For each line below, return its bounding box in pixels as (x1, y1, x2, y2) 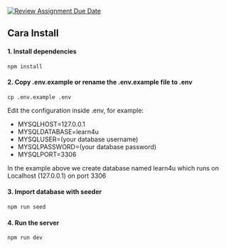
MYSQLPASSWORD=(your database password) (17, 142, 157, 151)
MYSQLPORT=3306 (17, 150, 77, 158)
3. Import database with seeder (7, 188, 102, 196)
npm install (7, 63, 43, 70)
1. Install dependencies (7, 47, 77, 55)
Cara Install (7, 27, 59, 39)
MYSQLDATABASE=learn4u (17, 127, 99, 136)
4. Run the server (7, 218, 60, 227)
